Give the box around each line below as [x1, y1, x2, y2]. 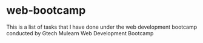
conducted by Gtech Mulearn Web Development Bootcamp [6, 29, 154, 36]
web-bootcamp [6, 4, 86, 17]
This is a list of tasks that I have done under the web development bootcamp [6, 23, 198, 30]
